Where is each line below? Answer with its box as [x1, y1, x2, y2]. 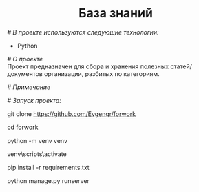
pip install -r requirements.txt [7, 163, 90, 171]
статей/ [170, 62, 193, 70]
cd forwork [7, 123, 39, 131]
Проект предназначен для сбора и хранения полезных [7, 62, 169, 70]
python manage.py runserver [7, 176, 90, 184]
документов [7, 69, 43, 77]
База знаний [78, 6, 154, 21]
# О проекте [7, 55, 43, 63]
